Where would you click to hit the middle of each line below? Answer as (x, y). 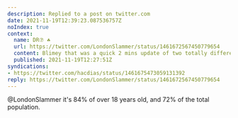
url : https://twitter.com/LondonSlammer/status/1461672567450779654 (117, 47)
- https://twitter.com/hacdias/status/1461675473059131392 (96, 73)
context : (20, 34)
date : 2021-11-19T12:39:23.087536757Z (64, 20)
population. (24, 107)
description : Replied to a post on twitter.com (79, 14)
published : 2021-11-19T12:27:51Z (63, 60)
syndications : (28, 66)
